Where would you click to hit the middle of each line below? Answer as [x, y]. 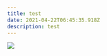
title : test [24, 13]
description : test [33, 26]
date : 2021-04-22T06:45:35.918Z [53, 20]
